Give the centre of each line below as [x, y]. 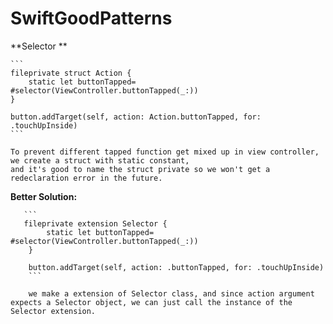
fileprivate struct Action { [71, 73]
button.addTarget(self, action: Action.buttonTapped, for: [136, 117]
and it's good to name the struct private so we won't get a [140, 169]
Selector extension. [53, 311]
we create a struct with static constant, [100, 160]
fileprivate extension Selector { [95, 223]
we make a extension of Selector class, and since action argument [171, 293]
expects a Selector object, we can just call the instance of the [151, 302]
